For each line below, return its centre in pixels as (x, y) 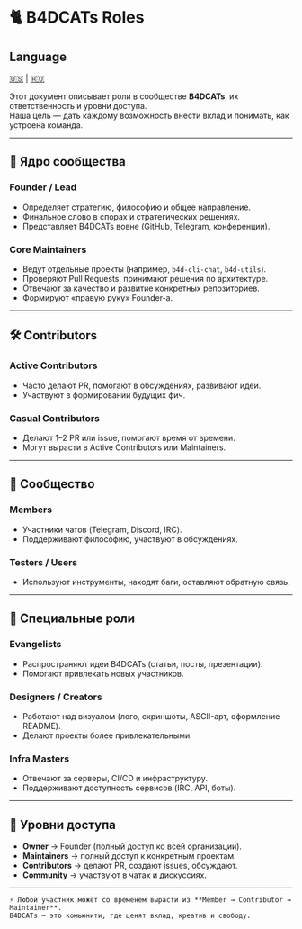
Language (38, 56)
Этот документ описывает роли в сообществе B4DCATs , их (124, 96)
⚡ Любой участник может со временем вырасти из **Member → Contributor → (151, 900)
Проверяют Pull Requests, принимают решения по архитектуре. (145, 278)
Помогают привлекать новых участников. (103, 673)
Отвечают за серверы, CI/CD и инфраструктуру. (115, 779)
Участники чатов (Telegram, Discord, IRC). (102, 529)
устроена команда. (46, 125)
